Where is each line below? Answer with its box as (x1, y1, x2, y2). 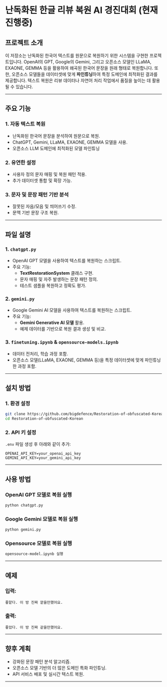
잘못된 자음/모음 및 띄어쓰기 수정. (12, 203, 77, 209)
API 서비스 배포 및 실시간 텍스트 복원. (12, 671, 84, 677)
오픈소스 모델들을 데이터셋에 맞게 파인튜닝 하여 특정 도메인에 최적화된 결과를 (11, 71, 158, 77)
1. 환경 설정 (5, 400, 30, 407)
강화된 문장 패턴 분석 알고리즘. (12, 659, 71, 665)
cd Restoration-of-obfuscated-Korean (5, 416, 83, 421)
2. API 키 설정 (5, 429, 36, 436)
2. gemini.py (5, 295, 35, 302)
